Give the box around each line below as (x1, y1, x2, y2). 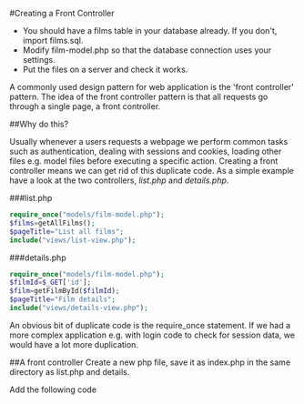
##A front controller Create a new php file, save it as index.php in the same (9, 357, 291, 368)
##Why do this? (9, 118, 69, 129)
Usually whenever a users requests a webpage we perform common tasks (9, 136, 289, 146)
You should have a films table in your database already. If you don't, (22, 25, 278, 35)
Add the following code (9, 384, 97, 395)
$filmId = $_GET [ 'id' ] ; (9, 278, 92, 288)
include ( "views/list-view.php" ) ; (9, 236, 137, 245)
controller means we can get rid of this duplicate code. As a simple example (9, 166, 294, 176)
